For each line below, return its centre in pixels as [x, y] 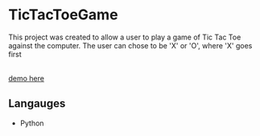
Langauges [37, 103]
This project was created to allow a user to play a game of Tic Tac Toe [125, 37]
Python [32, 123]
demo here [26, 78]
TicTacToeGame [63, 15]
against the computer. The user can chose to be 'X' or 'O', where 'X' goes [130, 45]
